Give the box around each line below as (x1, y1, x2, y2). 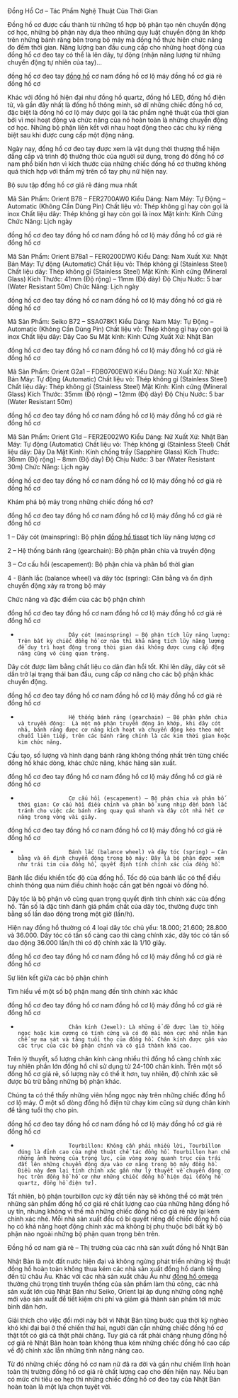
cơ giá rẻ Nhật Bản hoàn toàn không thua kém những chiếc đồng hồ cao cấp (7, 1338, 230, 1347)
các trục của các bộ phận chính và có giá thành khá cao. (17, 1042, 193, 1049)
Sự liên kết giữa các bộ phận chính (7, 973, 108, 982)
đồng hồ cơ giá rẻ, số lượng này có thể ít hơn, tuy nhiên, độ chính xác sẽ (7, 1070, 218, 1078)
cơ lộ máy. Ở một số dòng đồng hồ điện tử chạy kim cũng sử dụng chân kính (7, 1099, 230, 1107)
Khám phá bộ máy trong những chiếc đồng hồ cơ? (7, 498, 154, 506)
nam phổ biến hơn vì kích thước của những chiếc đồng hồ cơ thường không (7, 160, 227, 168)
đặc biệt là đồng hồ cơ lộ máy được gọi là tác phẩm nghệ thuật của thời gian (7, 108, 229, 116)
